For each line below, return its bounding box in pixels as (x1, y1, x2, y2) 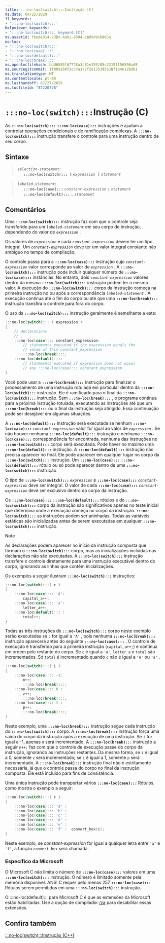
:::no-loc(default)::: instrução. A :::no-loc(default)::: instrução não (5, 446, 154, 452)
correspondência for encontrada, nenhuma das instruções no (33, 436, 158, 442)
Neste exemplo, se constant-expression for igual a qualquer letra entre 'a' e (5, 840, 160, 846)
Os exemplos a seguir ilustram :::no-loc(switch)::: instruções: (5, 573, 135, 579)
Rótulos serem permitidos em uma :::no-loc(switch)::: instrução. (5, 885, 141, 891)
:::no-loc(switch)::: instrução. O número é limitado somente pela (5, 874, 142, 880)
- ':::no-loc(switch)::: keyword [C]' (5, 30, 85, 35)
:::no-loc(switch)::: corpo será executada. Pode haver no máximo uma (5, 441, 154, 447)
